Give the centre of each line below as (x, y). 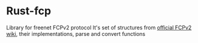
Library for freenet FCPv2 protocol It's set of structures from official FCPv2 (99, 27)
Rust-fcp (29, 11)
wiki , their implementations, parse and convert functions (76, 33)
